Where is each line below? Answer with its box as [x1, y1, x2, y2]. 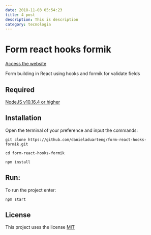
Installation [5, 113, 42, 123]
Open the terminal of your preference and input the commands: [5, 127, 138, 133]
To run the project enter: [5, 187, 56, 193]
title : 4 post [5, 12, 36, 17]
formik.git [5, 142, 28, 147]
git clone [5, 137, 26, 142]
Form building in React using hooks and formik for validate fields [5, 70, 140, 77]
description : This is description [5, 17, 79, 22]
